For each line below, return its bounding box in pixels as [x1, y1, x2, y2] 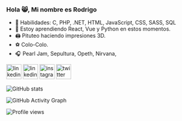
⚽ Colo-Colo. [14, 41, 49, 49]
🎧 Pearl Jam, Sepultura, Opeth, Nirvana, [14, 50, 117, 58]
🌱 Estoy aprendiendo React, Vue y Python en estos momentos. [14, 25, 171, 32]
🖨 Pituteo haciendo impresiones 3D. [14, 32, 106, 40]
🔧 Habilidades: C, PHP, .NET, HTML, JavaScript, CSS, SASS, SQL [14, 19, 177, 26]
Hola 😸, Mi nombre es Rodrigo [6, 5, 98, 14]
